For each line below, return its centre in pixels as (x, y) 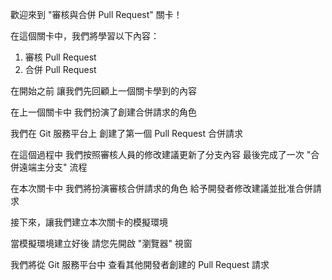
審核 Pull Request (60, 57)
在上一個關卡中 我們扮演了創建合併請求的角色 (103, 112)
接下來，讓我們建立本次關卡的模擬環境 (89, 222)
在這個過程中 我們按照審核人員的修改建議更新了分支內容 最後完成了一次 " (161, 154)
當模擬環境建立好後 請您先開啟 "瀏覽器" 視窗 (101, 243)
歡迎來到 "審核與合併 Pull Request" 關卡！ (96, 14)
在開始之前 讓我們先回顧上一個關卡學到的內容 (103, 91)
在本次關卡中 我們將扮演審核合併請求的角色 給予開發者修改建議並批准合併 (161, 188)
